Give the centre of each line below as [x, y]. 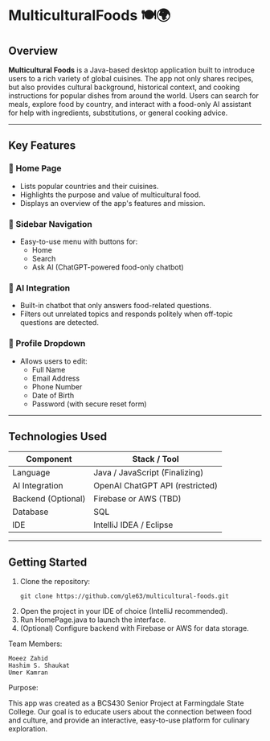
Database [31, 512]
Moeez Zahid [28, 659]
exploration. [28, 729]
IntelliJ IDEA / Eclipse [133, 525]
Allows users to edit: [54, 361]
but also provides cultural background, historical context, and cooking [124, 87]
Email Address [56, 378]
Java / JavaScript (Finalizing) [149, 473]
